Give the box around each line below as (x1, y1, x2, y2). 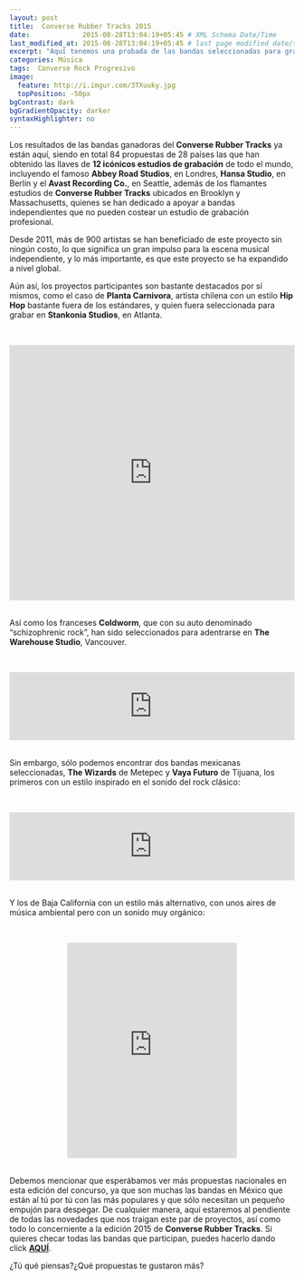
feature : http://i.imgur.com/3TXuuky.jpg (17, 81, 176, 90)
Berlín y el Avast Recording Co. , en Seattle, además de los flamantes (9, 178, 267, 189)
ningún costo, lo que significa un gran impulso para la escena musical (9, 244, 270, 255)
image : (9, 73, 34, 82)
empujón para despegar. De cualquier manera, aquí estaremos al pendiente (9, 1204, 291, 1216)
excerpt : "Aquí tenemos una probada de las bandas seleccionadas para (9, 47, 281, 56)
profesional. (9, 217, 54, 228)
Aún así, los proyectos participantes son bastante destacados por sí (9, 280, 262, 291)
